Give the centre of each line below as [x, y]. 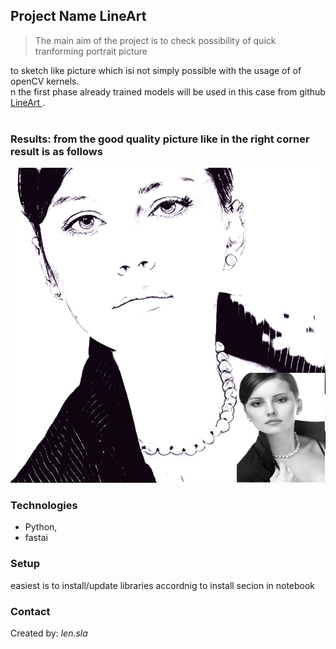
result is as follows [56, 151]
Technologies [44, 506]
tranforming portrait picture [91, 51]
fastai [36, 538]
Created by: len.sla [49, 633]
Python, [41, 527]
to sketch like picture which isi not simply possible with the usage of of [156, 70]
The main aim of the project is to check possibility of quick [155, 40]
